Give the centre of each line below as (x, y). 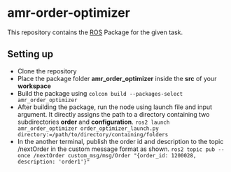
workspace (34, 86)
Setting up (30, 54)
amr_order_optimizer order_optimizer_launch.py (88, 128)
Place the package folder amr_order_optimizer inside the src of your (117, 78)
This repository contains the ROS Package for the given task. (95, 32)
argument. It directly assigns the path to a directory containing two (113, 114)
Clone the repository (47, 71)
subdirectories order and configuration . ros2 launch (93, 122)
